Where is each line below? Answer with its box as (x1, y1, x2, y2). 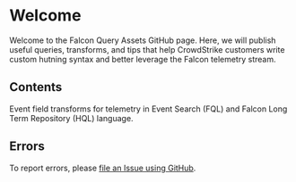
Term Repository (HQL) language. (9, 112, 134, 123)
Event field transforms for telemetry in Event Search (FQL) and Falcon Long (9, 103, 288, 114)
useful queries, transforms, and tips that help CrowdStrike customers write (9, 44, 285, 54)
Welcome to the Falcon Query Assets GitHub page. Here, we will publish (9, 35, 276, 45)
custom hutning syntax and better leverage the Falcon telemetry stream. (9, 54, 276, 64)
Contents (9, 79, 63, 95)
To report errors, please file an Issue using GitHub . (9, 162, 196, 173)
